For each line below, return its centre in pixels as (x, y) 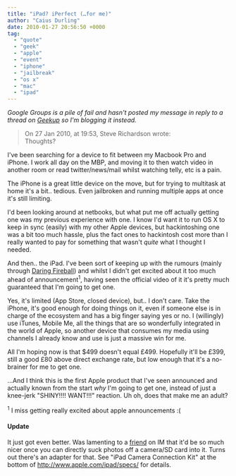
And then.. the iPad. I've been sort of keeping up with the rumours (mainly (114, 263)
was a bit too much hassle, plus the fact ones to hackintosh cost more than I (118, 235)
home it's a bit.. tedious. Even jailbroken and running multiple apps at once (116, 191)
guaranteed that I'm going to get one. (61, 287)
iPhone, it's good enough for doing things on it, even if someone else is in (114, 308)
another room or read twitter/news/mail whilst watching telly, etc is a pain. (114, 170)
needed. (19, 250)
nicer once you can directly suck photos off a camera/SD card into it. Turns (116, 449)
